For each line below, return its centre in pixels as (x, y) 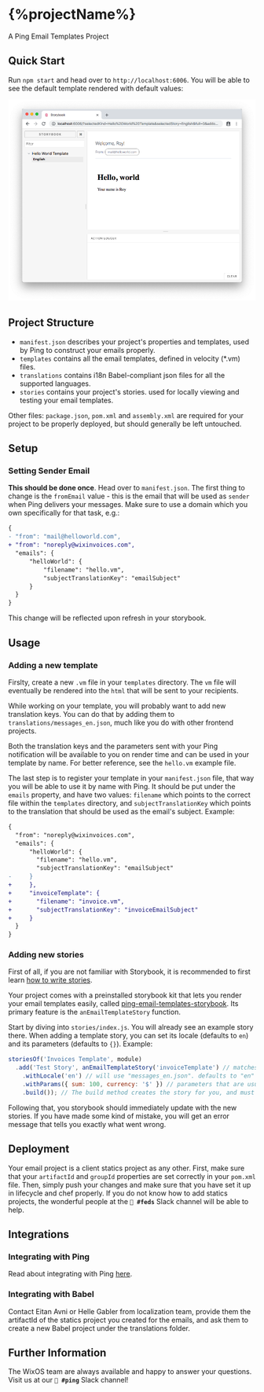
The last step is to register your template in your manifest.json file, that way (131, 778)
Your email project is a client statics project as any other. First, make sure (126, 1168)
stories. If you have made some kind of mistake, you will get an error (119, 1116)
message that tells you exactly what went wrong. (87, 1124)
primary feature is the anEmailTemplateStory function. (94, 1012)
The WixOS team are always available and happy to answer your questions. (130, 1372)
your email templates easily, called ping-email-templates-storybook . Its (123, 1004)
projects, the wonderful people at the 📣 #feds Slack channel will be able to (128, 1201)
